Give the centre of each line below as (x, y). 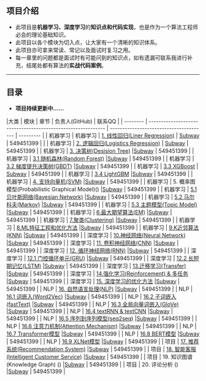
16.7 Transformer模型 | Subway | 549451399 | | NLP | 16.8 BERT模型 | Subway (103, 334)
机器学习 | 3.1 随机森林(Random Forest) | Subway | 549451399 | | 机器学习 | (100, 158)
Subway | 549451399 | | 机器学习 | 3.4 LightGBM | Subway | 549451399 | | (100, 174)
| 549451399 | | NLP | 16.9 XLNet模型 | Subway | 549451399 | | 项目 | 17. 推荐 (103, 341)
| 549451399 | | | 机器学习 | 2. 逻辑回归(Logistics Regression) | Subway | (97, 143)
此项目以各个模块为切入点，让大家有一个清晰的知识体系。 (88, 42)
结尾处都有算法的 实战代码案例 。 (67, 65)
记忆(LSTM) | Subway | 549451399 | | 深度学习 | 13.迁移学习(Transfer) (99, 266)
